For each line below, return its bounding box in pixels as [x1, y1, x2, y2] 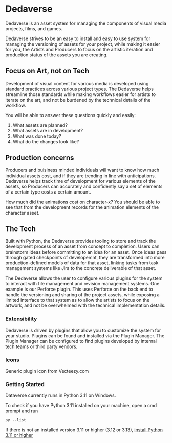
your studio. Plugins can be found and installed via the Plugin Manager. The [5, 332, 165, 339]
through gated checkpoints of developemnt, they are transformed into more [5, 255, 165, 261]
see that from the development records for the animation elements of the [5, 204, 159, 210]
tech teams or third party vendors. [5, 343, 78, 350]
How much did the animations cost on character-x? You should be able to [5, 199, 160, 205]
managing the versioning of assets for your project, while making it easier [5, 41, 160, 47]
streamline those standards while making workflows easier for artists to [5, 91, 156, 98]
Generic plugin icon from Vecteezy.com [5, 368, 89, 374]
